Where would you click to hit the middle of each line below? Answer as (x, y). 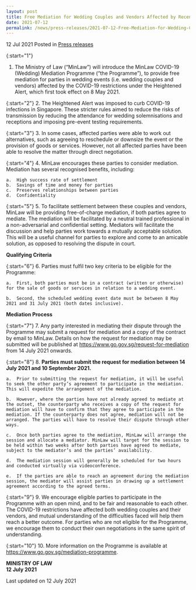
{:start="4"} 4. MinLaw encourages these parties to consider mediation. (92, 163)
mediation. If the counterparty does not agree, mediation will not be (95, 415)
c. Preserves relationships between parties (62, 191)
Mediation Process (29, 315)
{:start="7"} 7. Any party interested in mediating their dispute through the (94, 326)
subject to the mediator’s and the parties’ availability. (79, 451)
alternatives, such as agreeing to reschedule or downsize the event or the (94, 139)
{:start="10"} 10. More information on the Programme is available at (87, 546)
